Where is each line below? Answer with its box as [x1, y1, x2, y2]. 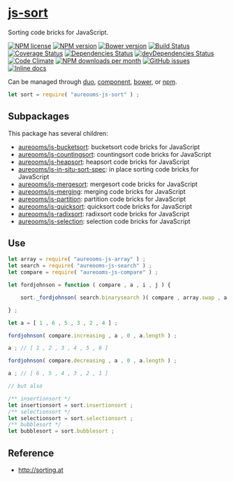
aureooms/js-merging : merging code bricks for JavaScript [17, 187, 186, 195]
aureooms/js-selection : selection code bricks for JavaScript [17, 217, 191, 225]
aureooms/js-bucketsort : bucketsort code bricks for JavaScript [17, 142, 200, 151]
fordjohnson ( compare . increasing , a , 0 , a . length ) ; [8, 332, 177, 339]
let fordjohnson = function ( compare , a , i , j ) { [8, 281, 171, 288]
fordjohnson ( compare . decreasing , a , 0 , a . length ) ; [8, 357, 177, 365]
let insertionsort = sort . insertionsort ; [8, 401, 133, 409]
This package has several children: [8, 129, 108, 137]
